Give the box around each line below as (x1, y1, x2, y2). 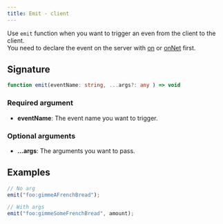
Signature (7, 63, 50, 76)
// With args (7, 204, 45, 211)
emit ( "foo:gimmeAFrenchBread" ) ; (7, 191, 100, 198)
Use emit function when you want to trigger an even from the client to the (7, 29, 216, 37)
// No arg (7, 185, 36, 192)
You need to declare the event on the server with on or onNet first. (7, 43, 196, 52)
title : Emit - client (7, 10, 70, 17)
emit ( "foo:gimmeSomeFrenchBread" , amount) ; (7, 210, 135, 217)
